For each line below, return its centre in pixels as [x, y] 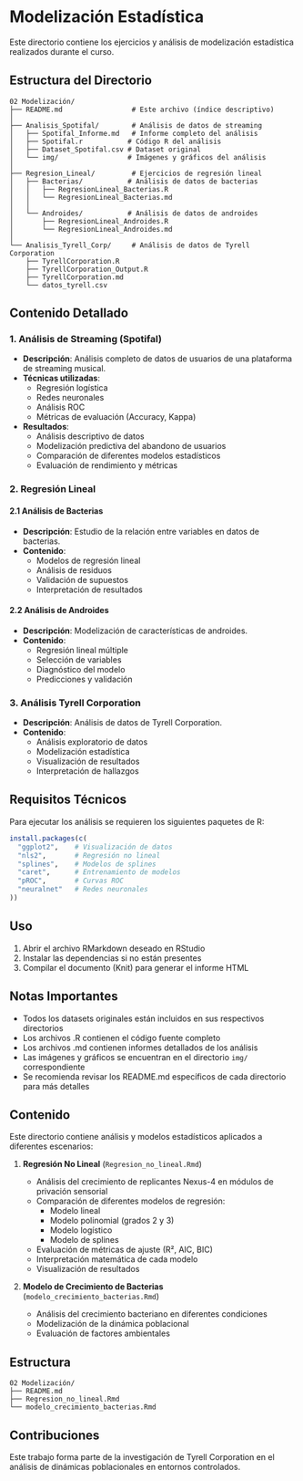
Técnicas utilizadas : [61, 378]
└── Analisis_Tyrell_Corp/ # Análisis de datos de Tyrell [130, 245]
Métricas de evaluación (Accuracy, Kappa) [116, 417]
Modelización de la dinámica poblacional [112, 1324]
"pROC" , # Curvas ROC [71, 881]
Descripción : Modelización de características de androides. [135, 631]
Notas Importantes [64, 996]
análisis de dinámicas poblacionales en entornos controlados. [125, 1466]
